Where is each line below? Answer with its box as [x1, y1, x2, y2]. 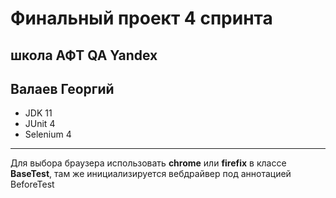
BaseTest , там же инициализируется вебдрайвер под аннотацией [10, 168, 292, 180]
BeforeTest [10, 178, 55, 191]
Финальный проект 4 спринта [10, 7, 273, 30]
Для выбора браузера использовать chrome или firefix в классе [10, 157, 287, 169]
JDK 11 [24, 107, 53, 119]
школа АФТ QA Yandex [10, 47, 158, 64]
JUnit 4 [24, 118, 56, 130]
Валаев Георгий [10, 80, 115, 97]
